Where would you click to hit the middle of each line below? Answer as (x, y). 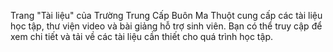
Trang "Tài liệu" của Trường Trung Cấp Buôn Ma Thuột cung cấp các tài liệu (166, 15)
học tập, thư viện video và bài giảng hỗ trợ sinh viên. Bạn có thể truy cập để (166, 26)
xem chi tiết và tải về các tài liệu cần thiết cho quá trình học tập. (141, 36)
